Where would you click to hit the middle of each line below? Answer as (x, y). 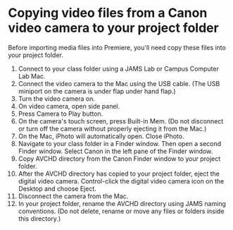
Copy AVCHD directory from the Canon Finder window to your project (119, 158)
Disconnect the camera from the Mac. (73, 196)
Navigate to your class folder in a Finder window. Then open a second (120, 143)
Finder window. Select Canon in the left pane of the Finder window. (115, 151)
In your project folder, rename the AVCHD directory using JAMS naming (122, 203)
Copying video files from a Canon (108, 13)
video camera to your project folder (113, 28)
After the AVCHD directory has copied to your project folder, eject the (119, 174)
